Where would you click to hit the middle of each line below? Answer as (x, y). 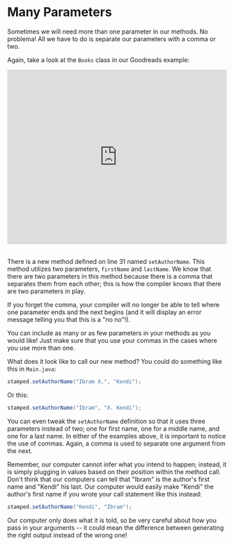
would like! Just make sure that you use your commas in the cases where (112, 340)
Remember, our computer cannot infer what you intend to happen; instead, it (117, 464)
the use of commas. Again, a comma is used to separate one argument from (116, 443)
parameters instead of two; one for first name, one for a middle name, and (114, 428)
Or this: (18, 394)
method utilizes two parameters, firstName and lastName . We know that (109, 269)
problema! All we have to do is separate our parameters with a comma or (111, 38)
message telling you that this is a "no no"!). (69, 319)
